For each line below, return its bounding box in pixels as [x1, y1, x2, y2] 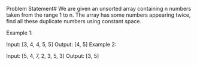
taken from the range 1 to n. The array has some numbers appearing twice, [6, 11, 191, 18]
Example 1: [6, 29, 33, 36]
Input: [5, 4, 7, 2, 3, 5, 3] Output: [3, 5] [6, 52, 99, 59]
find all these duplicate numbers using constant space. [6, 18, 142, 24]
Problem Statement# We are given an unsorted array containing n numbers [6, 5, 192, 12]
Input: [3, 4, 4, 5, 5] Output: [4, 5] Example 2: [6, 41, 117, 48]
